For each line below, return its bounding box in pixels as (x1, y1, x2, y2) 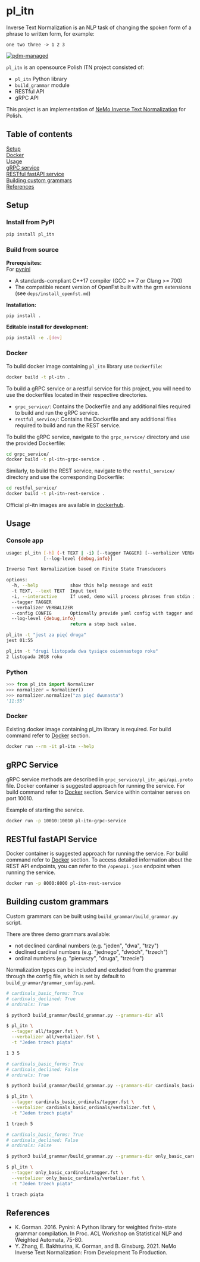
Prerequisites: (6, 259, 42, 266)
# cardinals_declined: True (6, 995, 76, 1002)
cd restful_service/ (6, 485, 58, 491)
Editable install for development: (6, 323, 89, 331)
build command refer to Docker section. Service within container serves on (6, 788, 190, 796)
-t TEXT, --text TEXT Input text (11, 588, 97, 594)
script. (6, 919, 22, 926)
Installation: (6, 301, 37, 308)
